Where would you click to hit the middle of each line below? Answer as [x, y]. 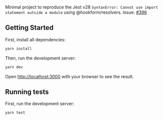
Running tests [27, 92]
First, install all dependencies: [35, 39]
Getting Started [29, 28]
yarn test [15, 113]
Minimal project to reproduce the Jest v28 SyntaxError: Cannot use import [81, 7]
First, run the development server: [40, 104]
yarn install [19, 49]
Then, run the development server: [41, 58]
